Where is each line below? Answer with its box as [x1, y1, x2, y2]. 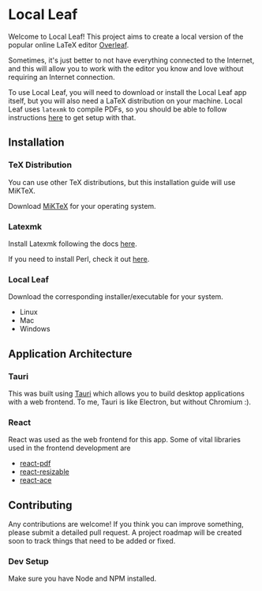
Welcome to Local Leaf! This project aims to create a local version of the [8, 32, 244, 41]
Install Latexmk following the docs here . [8, 239, 137, 248]
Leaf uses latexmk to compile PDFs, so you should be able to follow [8, 104, 227, 114]
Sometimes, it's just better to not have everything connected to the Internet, [8, 55, 255, 65]
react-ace [19, 475, 52, 485]
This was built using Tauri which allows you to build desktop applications [8, 388, 245, 398]
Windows [19, 324, 51, 334]
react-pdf [19, 459, 51, 468]
